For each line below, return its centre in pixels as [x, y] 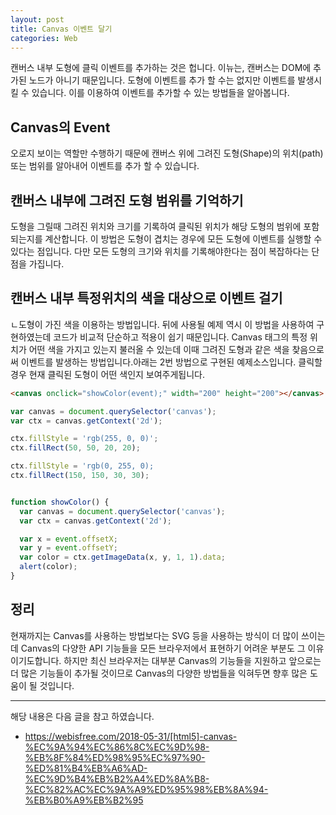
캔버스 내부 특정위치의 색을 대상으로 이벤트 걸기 [146, 298]
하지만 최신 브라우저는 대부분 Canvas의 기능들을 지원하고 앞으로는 [192, 660]
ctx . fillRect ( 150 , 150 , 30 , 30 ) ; [80, 476]
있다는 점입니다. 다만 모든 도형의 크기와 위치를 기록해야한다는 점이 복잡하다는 [160, 251]
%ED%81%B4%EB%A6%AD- [86, 768]
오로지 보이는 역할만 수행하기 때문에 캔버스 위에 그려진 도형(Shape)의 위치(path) [167, 153]
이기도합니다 [35, 660]
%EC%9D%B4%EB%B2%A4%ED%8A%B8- [117, 778]
